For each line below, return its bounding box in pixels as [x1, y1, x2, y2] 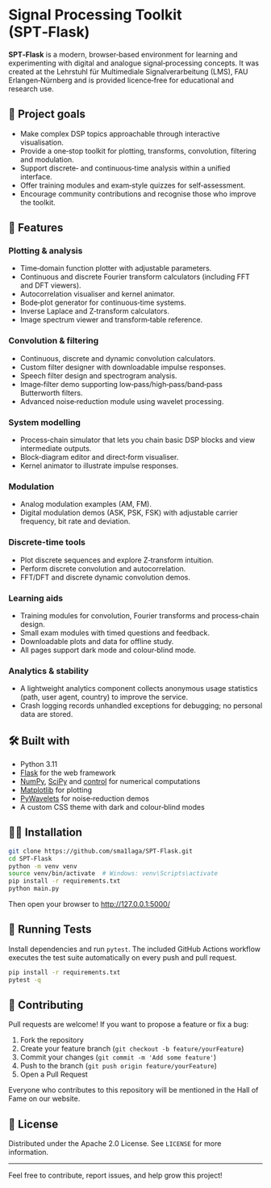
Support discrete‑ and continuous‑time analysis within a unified [19, 163, 231, 173]
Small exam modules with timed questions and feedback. [19, 628, 211, 638]
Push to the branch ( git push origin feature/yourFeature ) [19, 1061, 218, 1071]
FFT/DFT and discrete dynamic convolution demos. [19, 572, 191, 582]
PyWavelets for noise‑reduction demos [19, 794, 149, 803]
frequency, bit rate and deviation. [19, 516, 131, 526]
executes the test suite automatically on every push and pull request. [8, 952, 237, 963]
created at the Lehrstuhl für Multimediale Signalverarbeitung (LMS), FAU [8, 66, 248, 76]
